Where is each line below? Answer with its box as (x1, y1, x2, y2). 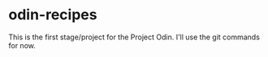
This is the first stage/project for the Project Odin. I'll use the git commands (8, 32, 260, 42)
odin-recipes (8, 6, 97, 24)
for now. (8, 40, 37, 50)
